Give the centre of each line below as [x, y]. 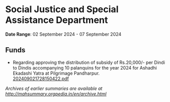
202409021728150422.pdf [41, 78]
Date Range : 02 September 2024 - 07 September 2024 [63, 34]
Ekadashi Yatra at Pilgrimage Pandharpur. [56, 73]
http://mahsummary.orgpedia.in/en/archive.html [56, 94]
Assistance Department [57, 20]
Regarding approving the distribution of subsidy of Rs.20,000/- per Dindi [89, 62]
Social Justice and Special [62, 9]
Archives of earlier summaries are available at [54, 88]
